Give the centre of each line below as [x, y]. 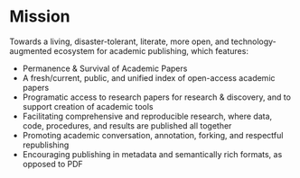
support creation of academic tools [88, 106]
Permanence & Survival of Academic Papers [105, 68]
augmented [31, 50]
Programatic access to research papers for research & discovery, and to [157, 97]
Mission [40, 17]
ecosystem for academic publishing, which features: [151, 50]
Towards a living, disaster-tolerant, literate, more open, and [119, 41]
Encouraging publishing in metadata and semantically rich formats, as [152, 154]
